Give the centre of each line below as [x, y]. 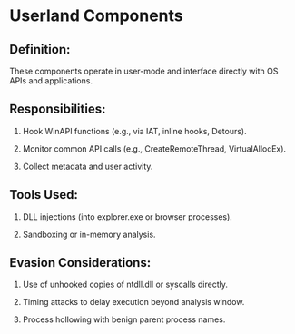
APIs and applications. [51, 81]
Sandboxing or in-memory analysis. [89, 234]
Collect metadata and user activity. [88, 166]
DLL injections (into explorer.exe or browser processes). [128, 216]
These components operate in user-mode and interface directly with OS [144, 71]
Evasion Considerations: [80, 263]
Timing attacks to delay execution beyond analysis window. [133, 302]
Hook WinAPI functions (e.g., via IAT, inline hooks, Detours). [134, 131]
